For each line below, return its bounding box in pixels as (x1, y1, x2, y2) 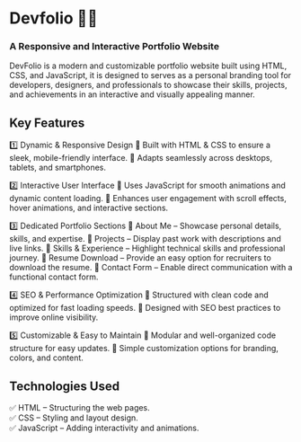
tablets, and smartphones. (9, 162, 106, 173)
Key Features (9, 115, 85, 130)
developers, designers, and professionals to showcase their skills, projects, (9, 80, 288, 91)
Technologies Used (9, 378, 120, 393)
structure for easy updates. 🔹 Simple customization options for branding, (9, 343, 279, 354)
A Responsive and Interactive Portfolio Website (9, 40, 220, 53)
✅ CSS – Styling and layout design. (9, 412, 139, 423)
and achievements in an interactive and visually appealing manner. (9, 89, 256, 100)
